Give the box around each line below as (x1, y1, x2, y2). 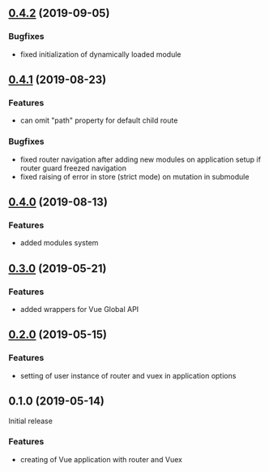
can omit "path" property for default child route (19, 115, 178, 125)
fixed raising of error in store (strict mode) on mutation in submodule (19, 171, 250, 181)
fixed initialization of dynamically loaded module (19, 49, 181, 59)
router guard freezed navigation (19, 162, 127, 173)
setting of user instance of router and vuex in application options (19, 370, 237, 380)
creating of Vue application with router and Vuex (19, 454, 182, 464)
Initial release (8, 416, 53, 426)
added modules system (19, 238, 99, 248)
